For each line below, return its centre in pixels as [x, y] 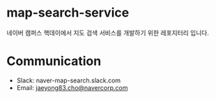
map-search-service [68, 13]
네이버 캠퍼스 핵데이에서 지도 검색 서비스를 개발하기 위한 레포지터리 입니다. [108, 33]
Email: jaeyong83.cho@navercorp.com [72, 87]
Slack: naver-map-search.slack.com [69, 80]
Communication [54, 61]
